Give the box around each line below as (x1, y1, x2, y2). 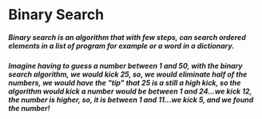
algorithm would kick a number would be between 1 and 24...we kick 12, (8, 86, 252, 97)
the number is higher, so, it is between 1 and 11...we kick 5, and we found (8, 95, 254, 105)
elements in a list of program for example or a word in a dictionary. (8, 41, 235, 50)
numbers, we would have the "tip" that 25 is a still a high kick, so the (8, 78, 241, 88)
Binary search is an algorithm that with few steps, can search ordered (8, 32, 246, 42)
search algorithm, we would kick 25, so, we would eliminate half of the (8, 69, 248, 79)
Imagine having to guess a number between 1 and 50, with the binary (8, 61, 244, 71)
